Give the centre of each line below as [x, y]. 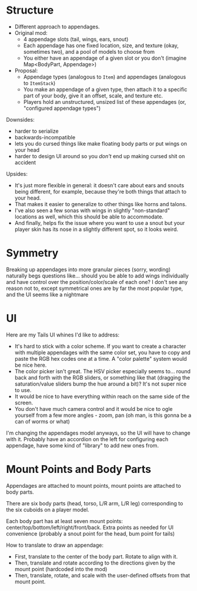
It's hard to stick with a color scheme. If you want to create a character [100, 346]
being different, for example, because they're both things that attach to [101, 191]
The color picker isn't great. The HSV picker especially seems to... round [103, 371]
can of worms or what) [42, 421]
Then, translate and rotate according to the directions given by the [95, 563]
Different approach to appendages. [57, 27]
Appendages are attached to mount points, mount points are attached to [94, 485]
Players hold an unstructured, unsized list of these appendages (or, [105, 102]
